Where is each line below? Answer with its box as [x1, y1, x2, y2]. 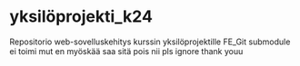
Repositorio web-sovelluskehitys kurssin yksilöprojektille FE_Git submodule [9, 36, 291, 47]
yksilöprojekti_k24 [9, 6, 153, 27]
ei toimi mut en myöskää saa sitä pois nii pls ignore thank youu [9, 45, 244, 56]
